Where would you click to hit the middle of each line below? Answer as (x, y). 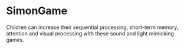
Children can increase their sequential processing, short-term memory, (92, 27)
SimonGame (37, 11)
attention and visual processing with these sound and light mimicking (90, 33)
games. (15, 40)
